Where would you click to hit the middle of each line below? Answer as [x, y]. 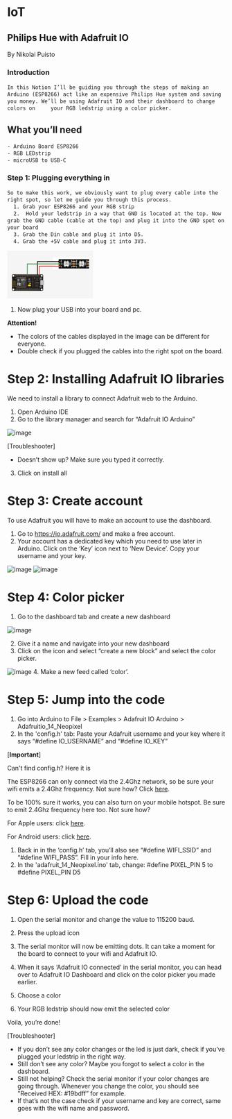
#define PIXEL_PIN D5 [49, 872]
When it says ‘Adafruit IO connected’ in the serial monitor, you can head [119, 967]
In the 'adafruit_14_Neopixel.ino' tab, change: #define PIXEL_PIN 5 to [115, 864]
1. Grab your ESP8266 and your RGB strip [74, 207]
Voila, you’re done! [34, 1022]
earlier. [27, 982]
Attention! [22, 323]
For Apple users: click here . [46, 823]
